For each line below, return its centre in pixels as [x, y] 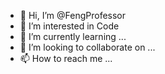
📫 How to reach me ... [66, 58]
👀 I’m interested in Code [69, 26]
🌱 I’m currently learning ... [73, 36]
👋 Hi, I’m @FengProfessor [73, 15]
